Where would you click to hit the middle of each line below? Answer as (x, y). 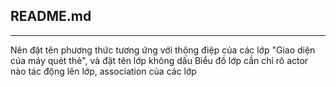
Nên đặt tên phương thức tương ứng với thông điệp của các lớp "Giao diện (163, 50)
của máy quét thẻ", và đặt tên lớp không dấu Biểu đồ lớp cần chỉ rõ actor (159, 60)
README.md (51, 16)
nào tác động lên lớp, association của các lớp (103, 71)
